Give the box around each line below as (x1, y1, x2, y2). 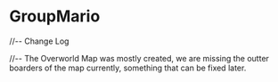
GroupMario (9, 6, 101, 27)
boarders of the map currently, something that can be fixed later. (9, 62, 247, 73)
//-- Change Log (9, 36, 69, 46)
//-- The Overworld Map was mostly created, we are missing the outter (9, 53, 270, 63)
